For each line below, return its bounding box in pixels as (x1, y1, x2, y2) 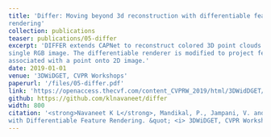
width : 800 (8, 102, 45, 110)
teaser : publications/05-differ (8, 34, 117, 43)
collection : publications (8, 27, 95, 35)
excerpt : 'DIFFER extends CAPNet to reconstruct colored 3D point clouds (8, 42, 262, 50)
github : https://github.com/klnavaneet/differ (8, 94, 168, 102)
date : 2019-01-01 (8, 64, 67, 73)
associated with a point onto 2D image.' (8, 57, 150, 65)
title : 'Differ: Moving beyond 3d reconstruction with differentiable (8, 11, 251, 20)
